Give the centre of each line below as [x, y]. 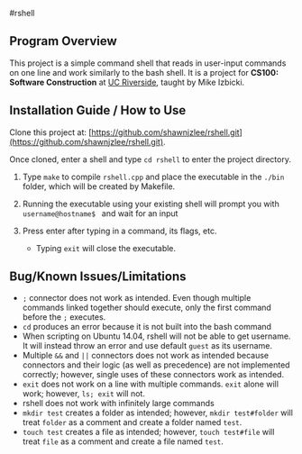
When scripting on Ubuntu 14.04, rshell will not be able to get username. [156, 336]
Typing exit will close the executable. [106, 248]
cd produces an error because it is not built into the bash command [147, 327]
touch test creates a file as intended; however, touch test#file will [148, 432]
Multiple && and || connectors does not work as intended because [145, 356]
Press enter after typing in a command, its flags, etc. [119, 231]
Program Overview [63, 41]
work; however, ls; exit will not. [84, 394]
